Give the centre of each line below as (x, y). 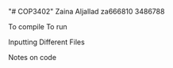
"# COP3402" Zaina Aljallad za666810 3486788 (86, 11)
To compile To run (38, 26)
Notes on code (33, 57)
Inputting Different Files (46, 42)
